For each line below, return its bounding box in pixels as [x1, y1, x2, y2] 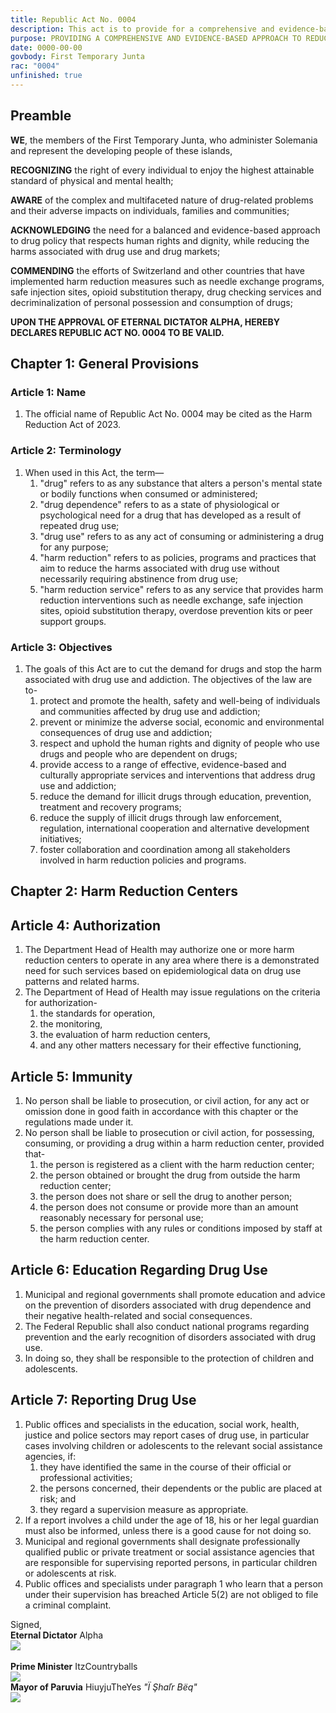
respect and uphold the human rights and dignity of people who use [39, 737, 320, 749]
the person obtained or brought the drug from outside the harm [39, 1169, 301, 1181]
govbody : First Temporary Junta [10, 52, 145, 62]
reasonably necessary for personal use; [39, 1211, 204, 1223]
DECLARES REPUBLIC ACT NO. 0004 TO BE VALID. [10, 326, 225, 338]
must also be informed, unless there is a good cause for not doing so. [24, 1524, 312, 1536]
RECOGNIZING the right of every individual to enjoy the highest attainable [10, 164, 315, 176]
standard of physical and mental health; [10, 174, 174, 186]
